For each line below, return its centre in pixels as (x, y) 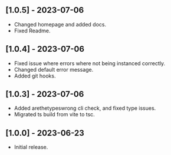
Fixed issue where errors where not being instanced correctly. (90, 63)
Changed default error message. (54, 69)
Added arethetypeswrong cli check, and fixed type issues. (85, 108)
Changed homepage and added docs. (60, 24)
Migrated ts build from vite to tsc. (54, 114)
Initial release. (31, 147)
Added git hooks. (35, 76)
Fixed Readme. (32, 31)
